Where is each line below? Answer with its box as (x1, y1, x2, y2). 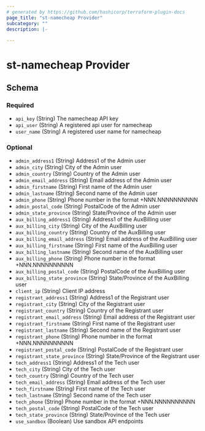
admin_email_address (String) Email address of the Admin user (15, 177, 172, 184)
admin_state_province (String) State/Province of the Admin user (15, 209, 177, 216)
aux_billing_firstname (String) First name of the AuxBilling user (15, 242, 178, 249)
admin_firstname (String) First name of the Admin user (15, 183, 152, 191)
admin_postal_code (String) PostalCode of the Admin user (15, 203, 161, 210)
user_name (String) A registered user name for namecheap (15, 128, 161, 135)
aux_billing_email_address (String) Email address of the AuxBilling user (15, 235, 198, 243)
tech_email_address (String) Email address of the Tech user (15, 378, 166, 386)
